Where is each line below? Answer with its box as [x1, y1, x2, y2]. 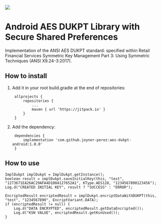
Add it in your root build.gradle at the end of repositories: [12, 85, 126, 91]
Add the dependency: [12, 124, 56, 129]
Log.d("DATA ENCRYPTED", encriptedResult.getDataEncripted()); [14, 206, 144, 211]
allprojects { [14, 94, 43, 99]
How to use [5, 159, 40, 167]
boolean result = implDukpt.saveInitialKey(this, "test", [5, 176, 124, 181]
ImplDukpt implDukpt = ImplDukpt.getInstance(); [5, 172, 105, 177]
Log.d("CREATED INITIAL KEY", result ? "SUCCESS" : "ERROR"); [5, 185, 133, 190]
